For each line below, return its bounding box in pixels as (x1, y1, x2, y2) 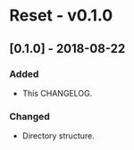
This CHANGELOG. (21, 87, 93, 98)
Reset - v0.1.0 (9, 5, 113, 26)
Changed (9, 110, 51, 122)
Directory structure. (21, 130, 96, 141)
